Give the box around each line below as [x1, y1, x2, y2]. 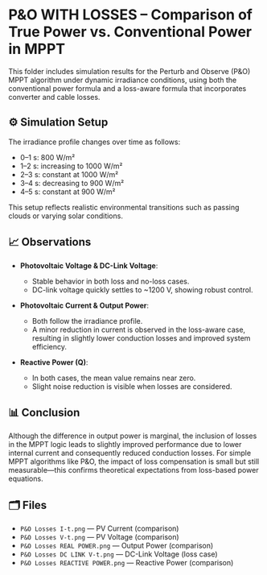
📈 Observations [8, 235, 92, 249]
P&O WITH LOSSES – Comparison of [8, 6, 253, 24]
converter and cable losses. [8, 92, 101, 101]
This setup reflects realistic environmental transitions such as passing [8, 202, 240, 212]
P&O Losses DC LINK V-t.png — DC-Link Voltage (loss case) [19, 549, 219, 559]
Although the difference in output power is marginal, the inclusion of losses [8, 431, 257, 441]
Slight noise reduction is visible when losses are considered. [31, 381, 232, 391]
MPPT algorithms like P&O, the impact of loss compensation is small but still [8, 457, 260, 466]
